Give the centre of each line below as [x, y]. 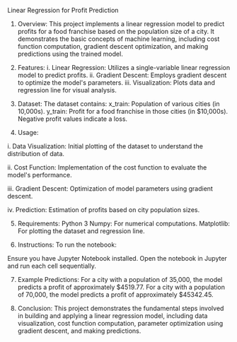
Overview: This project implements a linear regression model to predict [121, 24]
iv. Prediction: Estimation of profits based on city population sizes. [104, 210]
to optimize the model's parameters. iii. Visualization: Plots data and [116, 83]
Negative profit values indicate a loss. [73, 119]
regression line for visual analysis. [67, 90]
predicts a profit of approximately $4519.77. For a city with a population [121, 287]
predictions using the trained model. [70, 54]
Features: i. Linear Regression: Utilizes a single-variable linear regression [124, 67]
